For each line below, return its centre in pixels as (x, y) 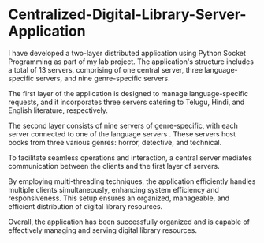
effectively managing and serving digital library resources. (102, 230)
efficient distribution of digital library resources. (86, 206)
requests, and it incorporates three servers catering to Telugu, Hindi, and (126, 102)
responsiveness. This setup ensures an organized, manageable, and (119, 198)
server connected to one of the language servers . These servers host (122, 134)
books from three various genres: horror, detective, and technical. (115, 142)
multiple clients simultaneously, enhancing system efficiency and (113, 189)
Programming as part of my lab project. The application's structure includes (131, 62)
